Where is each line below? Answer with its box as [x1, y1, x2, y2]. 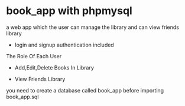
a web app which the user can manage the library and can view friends [6, 24, 179, 31]
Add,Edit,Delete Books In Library [14, 64, 95, 71]
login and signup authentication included [14, 41, 114, 48]
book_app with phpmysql [6, 4, 133, 18]
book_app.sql [6, 93, 39, 100]
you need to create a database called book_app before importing [6, 87, 164, 94]
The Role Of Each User [6, 52, 62, 59]
